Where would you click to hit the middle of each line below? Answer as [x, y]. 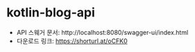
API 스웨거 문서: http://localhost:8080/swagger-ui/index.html [102, 32]
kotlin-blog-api [51, 13]
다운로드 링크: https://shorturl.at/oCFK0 [72, 41]
